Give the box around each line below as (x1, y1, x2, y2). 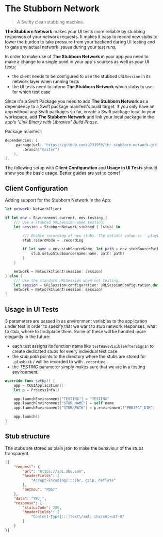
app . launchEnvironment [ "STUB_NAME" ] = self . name (14, 401, 114, 406)
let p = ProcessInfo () (14, 387, 60, 393)
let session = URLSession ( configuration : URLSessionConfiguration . (14, 282, 153, 288)
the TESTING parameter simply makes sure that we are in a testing (12, 364, 146, 370)
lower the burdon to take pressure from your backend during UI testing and (5, 39, 155, 44)
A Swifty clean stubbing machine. (16, 19, 84, 25)
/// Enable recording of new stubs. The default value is (22, 233, 142, 238)
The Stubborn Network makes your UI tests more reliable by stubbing (5, 28, 146, 34)
